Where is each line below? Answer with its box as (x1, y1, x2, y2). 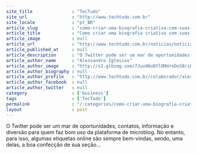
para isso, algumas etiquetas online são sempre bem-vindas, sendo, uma (6, 135, 183, 142)
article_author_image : (6, 63, 75, 69)
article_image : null (6, 36, 88, 42)
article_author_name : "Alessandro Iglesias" (6, 57, 133, 63)
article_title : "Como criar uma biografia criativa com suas (6, 30, 191, 36)
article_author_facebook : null (6, 80, 88, 85)
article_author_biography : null (6, 69, 88, 74)
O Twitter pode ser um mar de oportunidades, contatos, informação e (6, 122, 174, 129)
